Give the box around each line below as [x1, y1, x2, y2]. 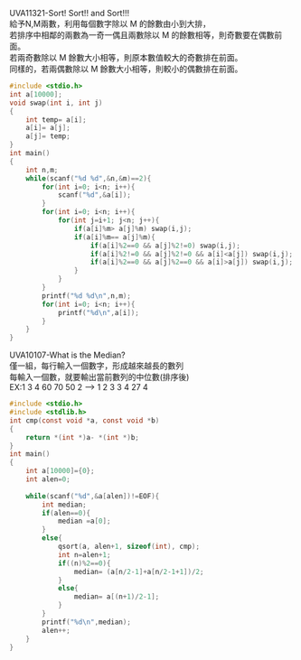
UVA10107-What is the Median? [9, 349, 126, 360]
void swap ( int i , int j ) [9, 98, 103, 107]
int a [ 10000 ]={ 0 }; [25, 467, 95, 476]
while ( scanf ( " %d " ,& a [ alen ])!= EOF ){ [25, 491, 160, 500]
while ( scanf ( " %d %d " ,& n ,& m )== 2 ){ [25, 173, 152, 183]
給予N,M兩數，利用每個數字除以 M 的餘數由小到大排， [9, 18, 211, 29]
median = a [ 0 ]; [57, 516, 111, 526]
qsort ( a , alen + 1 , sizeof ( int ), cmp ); [57, 542, 201, 551]
